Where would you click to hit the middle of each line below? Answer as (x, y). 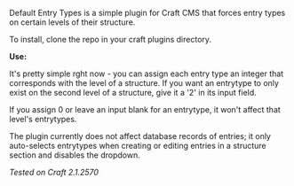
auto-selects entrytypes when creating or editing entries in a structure (138, 146)
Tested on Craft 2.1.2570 (54, 172)
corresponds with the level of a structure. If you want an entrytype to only (144, 83)
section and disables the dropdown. (75, 155)
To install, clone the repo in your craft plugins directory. (110, 39)
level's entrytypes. (43, 119)
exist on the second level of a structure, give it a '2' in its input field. (133, 93)
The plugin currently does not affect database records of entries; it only (140, 136)
